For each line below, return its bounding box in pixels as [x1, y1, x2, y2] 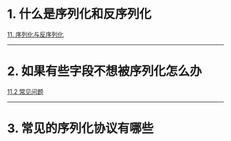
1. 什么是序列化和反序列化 [7, 6, 152, 22]
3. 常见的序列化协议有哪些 [7, 121, 154, 136]
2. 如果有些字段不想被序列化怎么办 [7, 63, 202, 79]
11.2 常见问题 [7, 87, 43, 96]
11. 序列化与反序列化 [7, 30, 64, 39]
